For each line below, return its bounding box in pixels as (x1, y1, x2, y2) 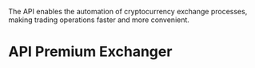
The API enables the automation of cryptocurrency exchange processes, (8, 7, 248, 16)
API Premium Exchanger (8, 43, 173, 61)
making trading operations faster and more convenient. (8, 15, 190, 25)
